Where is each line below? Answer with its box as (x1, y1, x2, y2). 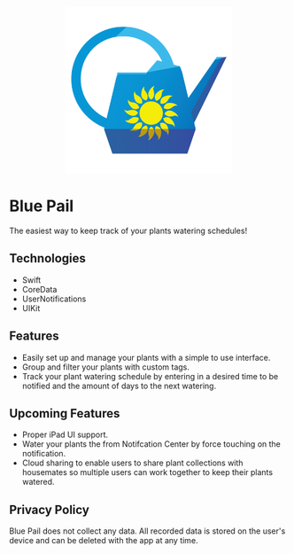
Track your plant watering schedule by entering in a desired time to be (21, 371, 279, 381)
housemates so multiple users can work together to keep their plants (21, 467, 273, 478)
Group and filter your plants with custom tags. (21, 362, 190, 372)
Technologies (9, 251, 87, 266)
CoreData (21, 284, 58, 294)
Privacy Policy (9, 502, 90, 517)
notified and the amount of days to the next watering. (21, 380, 217, 391)
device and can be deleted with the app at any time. (9, 535, 198, 546)
